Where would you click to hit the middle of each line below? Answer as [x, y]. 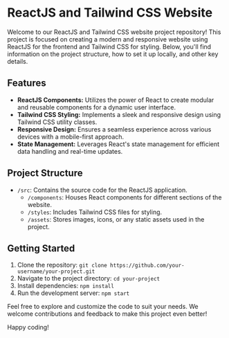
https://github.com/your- [147, 266]
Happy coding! [28, 328]
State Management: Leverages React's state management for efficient [118, 144]
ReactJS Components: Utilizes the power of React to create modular [116, 100]
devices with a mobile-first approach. [71, 136]
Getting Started [41, 248]
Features [27, 83]
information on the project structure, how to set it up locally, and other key [113, 54]
